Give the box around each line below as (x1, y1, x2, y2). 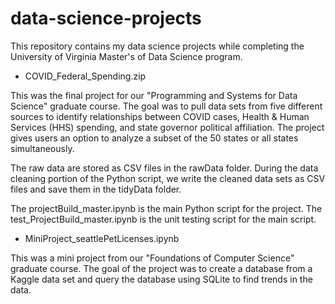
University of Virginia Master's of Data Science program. (10, 50, 243, 62)
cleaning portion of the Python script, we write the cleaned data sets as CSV (10, 172, 326, 184)
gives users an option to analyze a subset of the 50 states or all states (10, 132, 299, 144)
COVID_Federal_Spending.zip (24, 70, 147, 82)
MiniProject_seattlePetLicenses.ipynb (24, 232, 180, 244)
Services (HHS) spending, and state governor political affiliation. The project (10, 121, 325, 133)
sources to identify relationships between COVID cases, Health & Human (10, 110, 310, 122)
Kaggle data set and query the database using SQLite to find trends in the (10, 273, 313, 285)
